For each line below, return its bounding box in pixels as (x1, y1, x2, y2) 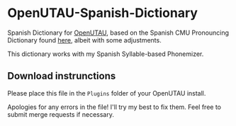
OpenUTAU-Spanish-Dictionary (7, 5, 198, 21)
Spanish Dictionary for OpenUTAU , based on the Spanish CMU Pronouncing (7, 28, 229, 37)
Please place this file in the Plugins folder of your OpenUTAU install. (7, 88, 206, 97)
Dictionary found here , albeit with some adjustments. (7, 35, 162, 44)
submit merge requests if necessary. (7, 110, 115, 118)
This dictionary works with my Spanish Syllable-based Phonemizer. (7, 50, 204, 58)
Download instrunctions (7, 70, 116, 82)
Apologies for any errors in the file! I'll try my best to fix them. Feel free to (7, 103, 222, 111)
